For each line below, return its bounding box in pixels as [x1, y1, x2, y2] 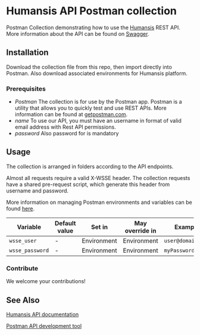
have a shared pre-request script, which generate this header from [6, 181, 170, 188]
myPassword [164, 247, 195, 254]
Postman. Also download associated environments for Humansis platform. [6, 70, 187, 77]
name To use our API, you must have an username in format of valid [14, 117, 182, 125]
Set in [91, 222, 108, 231]
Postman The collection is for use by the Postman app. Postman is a [14, 98, 183, 106]
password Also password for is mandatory [14, 130, 119, 137]
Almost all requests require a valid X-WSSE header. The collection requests [6, 174, 190, 181]
